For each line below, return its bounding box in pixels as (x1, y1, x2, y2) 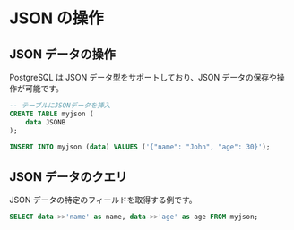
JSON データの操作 (9, 47, 117, 62)
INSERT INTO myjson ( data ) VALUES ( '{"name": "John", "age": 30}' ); (9, 142, 271, 151)
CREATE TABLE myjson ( (9, 109, 94, 118)
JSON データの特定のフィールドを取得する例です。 (9, 194, 197, 206)
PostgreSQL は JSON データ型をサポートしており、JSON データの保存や (9, 72, 278, 82)
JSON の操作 (9, 8, 105, 29)
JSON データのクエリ (9, 169, 128, 184)
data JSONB (25, 117, 66, 126)
